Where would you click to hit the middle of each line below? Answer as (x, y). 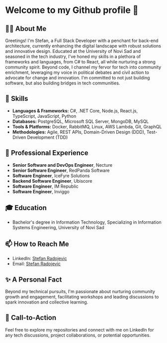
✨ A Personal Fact (34, 279)
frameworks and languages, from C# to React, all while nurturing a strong (80, 62)
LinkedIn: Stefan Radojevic (40, 259)
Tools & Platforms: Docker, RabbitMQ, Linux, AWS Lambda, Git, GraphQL (87, 126)
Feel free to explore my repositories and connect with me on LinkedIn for (80, 330)
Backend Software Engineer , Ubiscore (52, 181)
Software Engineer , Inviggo (41, 191)
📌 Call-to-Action (31, 318)
